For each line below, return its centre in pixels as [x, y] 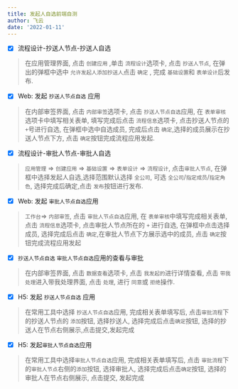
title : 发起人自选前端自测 [43, 14]
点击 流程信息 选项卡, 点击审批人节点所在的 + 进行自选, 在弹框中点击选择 [127, 225]
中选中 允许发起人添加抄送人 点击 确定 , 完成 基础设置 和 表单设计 [134, 72]
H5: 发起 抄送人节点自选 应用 [56, 297]
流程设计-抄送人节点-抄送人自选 [64, 48]
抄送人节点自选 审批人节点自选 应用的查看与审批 [81, 258]
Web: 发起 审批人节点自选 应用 [58, 201]
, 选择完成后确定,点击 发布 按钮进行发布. [87, 186]
